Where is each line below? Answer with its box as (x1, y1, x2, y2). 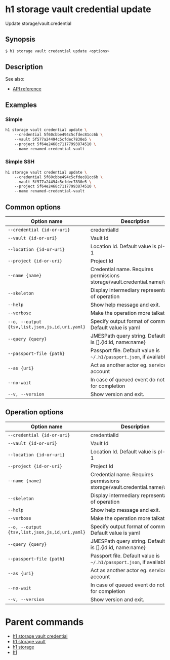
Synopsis (5, 35, 35, 44)
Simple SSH (5, 158, 35, 166)
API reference (12, 86, 41, 92)
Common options (5, 203, 61, 211)
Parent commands (5, 616, 84, 628)
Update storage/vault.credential (5, 20, 72, 26)
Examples (5, 101, 37, 109)
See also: (5, 76, 25, 82)
